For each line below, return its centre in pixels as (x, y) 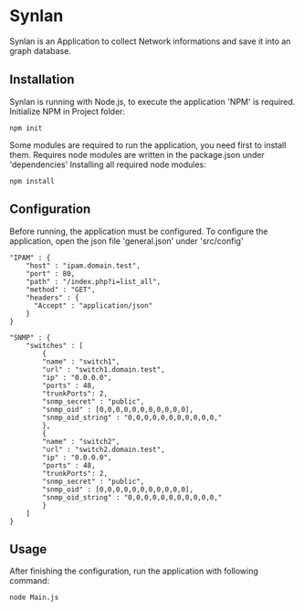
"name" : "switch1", (81, 362)
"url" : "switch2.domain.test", (104, 449)
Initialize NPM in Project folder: (68, 111)
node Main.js (34, 598)
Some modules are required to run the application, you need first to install (148, 145)
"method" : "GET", (61, 290)
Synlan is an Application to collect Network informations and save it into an (150, 41)
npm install (32, 181)
